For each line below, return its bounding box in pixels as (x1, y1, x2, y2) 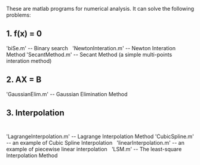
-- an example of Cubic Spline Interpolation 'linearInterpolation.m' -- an (6, 139, 185, 146)
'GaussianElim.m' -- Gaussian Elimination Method (6, 90, 128, 97)
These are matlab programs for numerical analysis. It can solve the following (6, 5, 195, 12)
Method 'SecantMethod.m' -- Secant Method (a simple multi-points (6, 51, 173, 58)
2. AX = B (6, 75, 42, 85)
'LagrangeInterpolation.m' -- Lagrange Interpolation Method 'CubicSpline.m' (6, 133, 194, 140)
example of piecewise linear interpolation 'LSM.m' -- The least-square (6, 146, 182, 153)
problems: (6, 11, 31, 19)
